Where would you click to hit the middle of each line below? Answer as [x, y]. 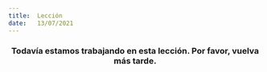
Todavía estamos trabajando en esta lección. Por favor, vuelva [135, 51]
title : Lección [35, 16]
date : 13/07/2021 [41, 23]
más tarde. [135, 61]
